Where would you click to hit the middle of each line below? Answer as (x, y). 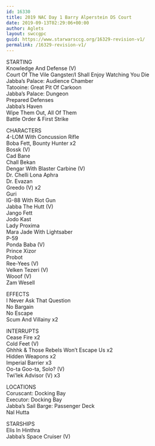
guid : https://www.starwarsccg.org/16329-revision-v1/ (76, 39)
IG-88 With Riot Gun (31, 200)
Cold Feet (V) (22, 343)
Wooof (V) (19, 276)
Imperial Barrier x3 (29, 363)
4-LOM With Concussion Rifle (43, 137)
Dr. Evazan (19, 181)
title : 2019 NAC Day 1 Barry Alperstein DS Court (69, 17)
